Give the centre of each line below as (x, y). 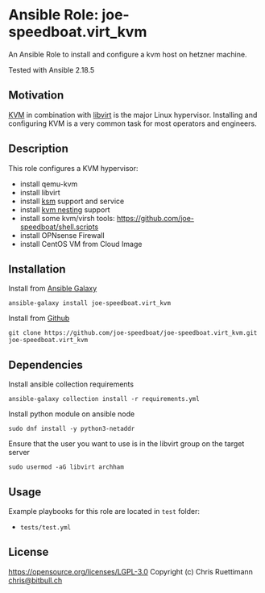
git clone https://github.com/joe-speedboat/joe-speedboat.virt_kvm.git (133, 333)
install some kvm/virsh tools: (67, 218)
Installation (37, 269)
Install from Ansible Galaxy (53, 289)
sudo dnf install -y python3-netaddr (72, 429)
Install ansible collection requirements (71, 384)
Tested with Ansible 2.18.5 (52, 69)
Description (38, 149)
